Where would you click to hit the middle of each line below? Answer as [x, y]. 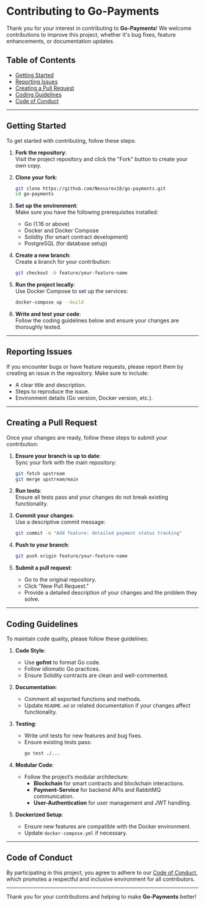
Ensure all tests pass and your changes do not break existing [92, 497]
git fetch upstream [40, 473]
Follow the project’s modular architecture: [77, 777]
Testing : [26, 724]
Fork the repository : [41, 152]
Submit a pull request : [43, 568]
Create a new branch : [43, 255]
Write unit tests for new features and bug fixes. [83, 736]
